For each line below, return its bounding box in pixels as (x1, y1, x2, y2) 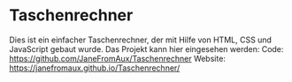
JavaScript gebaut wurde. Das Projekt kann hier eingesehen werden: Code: (9, 43, 284, 54)
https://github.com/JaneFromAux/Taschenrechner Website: (9, 53, 226, 63)
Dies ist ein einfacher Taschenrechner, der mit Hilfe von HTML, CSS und (9, 34, 273, 45)
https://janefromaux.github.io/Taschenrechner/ (9, 63, 181, 73)
